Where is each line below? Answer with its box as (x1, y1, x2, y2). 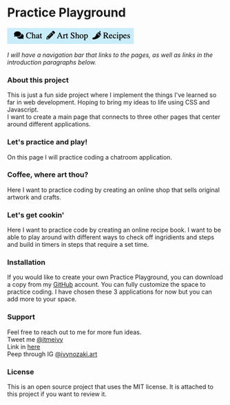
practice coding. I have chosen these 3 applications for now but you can (7, 287, 212, 296)
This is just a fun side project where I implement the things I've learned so (7, 91, 217, 99)
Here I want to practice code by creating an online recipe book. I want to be (7, 226, 222, 234)
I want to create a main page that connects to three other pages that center (7, 113, 220, 121)
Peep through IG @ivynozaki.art (7, 349, 98, 358)
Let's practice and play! (7, 138, 88, 147)
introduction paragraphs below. (7, 58, 97, 66)
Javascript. (7, 105, 39, 114)
